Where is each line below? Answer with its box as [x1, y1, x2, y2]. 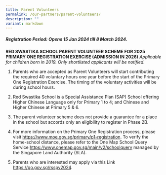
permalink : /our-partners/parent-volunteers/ [5, 12, 101, 17]
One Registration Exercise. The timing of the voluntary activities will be [12, 79, 157, 85]
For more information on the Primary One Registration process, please [12, 129, 156, 135]
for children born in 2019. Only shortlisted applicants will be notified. [5, 59, 145, 65]
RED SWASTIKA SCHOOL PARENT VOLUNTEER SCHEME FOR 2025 [5, 49, 145, 55]
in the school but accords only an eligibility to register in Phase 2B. [12, 119, 149, 125]
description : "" [5, 16, 39, 21]
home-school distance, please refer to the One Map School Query [12, 139, 148, 145]
